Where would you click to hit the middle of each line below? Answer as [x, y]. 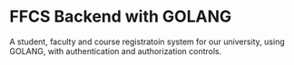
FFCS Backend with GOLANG [121, 17]
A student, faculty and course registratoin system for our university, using [147, 42]
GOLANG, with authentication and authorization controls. [116, 51]
